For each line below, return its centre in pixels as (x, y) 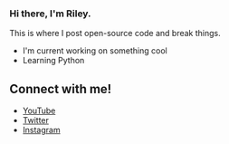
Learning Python (53, 61)
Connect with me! (61, 89)
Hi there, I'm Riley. (51, 14)
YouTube (39, 110)
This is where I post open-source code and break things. (115, 34)
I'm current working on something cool (95, 51)
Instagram (41, 130)
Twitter (36, 120)
